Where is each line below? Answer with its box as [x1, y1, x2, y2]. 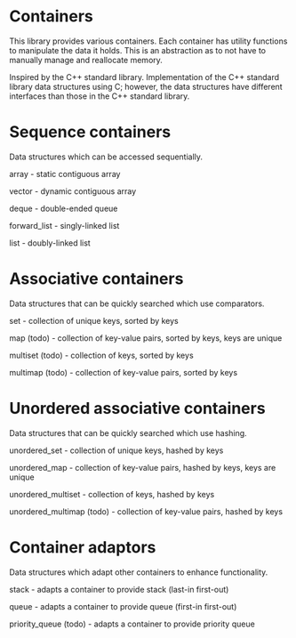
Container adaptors [9, 537, 156, 557]
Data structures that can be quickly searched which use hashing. [9, 427, 247, 438]
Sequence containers [9, 122, 172, 142]
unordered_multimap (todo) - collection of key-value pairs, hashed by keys [9, 505, 283, 517]
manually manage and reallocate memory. [9, 54, 163, 65]
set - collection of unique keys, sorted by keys [9, 315, 180, 326]
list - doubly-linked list [9, 238, 91, 248]
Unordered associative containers [9, 399, 266, 418]
